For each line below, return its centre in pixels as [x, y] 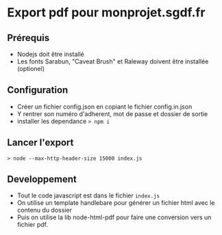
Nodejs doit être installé [50, 54]
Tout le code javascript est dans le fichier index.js [88, 195]
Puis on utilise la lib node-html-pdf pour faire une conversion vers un [114, 217]
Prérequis [28, 38]
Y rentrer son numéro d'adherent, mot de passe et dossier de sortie [112, 113]
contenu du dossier [44, 210]
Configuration [38, 90]
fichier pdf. [32, 225]
